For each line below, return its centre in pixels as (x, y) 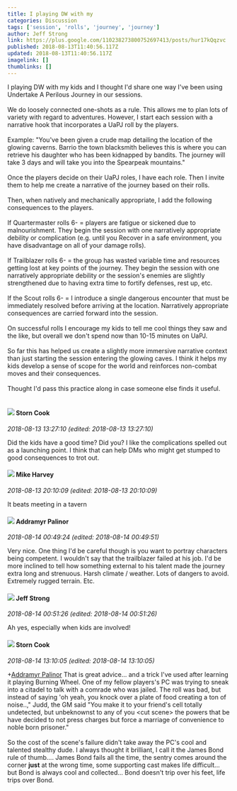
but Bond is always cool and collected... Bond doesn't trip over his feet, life (116, 772)
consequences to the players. (51, 207)
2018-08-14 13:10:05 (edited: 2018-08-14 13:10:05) (81, 660)
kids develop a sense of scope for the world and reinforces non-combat (112, 365)
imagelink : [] (28, 60)
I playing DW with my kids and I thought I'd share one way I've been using (115, 87)
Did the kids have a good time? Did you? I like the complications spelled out (117, 442)
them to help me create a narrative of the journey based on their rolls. (109, 184)
